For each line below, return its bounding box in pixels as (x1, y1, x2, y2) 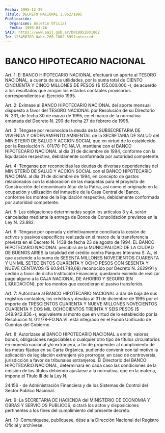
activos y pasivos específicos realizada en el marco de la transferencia (5, 234, 148, 240)
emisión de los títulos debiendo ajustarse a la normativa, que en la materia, (5, 367, 156, 373)
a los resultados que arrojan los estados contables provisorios (5, 87, 131, 93)
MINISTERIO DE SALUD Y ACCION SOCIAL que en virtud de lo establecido (5, 138, 156, 144)
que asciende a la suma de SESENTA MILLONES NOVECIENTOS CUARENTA (5, 255, 159, 260)
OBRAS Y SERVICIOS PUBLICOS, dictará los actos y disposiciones (5, 402, 139, 408)
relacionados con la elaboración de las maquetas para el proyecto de (5, 178, 145, 184)
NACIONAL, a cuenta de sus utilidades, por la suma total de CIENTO (5, 77, 143, 83)
